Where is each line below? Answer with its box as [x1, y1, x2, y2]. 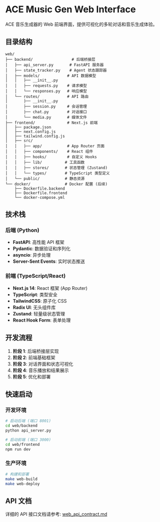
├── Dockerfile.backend [14, 186, 65, 191]
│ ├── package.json [5, 124, 52, 130]
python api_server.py [5, 428, 52, 433]
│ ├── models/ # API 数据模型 [5, 73, 96, 78]
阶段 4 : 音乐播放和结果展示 [12, 367, 69, 373]
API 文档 [5, 496, 32, 505]
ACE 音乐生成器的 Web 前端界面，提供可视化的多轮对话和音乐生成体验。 [5, 21, 157, 27]
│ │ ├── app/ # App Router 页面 [5, 143, 105, 149]
